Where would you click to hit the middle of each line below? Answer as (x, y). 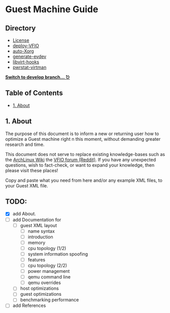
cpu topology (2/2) (47, 265)
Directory (21, 28)
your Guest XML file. (27, 185)
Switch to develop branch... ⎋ (38, 77)
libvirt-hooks (26, 62)
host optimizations (40, 289)
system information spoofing (58, 254)
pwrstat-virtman (29, 67)
